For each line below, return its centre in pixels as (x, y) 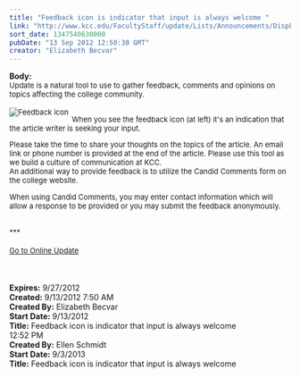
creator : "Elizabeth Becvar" (63, 51)
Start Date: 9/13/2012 (49, 316)
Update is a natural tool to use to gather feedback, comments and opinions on (142, 85)
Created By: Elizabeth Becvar (64, 307)
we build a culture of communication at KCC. (86, 163)
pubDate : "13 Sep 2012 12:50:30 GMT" (79, 42)
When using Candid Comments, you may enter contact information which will (142, 197)
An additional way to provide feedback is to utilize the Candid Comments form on (148, 172)
